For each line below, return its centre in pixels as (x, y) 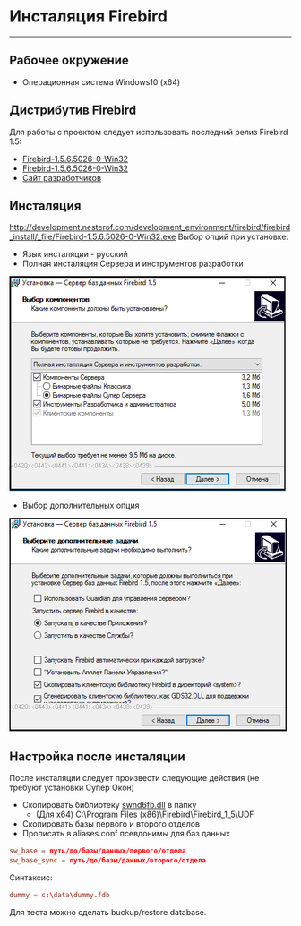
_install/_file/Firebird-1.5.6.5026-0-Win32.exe (93, 237)
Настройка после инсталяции (97, 756)
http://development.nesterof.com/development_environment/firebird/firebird (150, 227)
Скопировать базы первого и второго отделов (111, 824)
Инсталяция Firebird (89, 17)
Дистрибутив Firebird (73, 111)
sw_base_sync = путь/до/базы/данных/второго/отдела (107, 861)
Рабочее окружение (69, 60)
